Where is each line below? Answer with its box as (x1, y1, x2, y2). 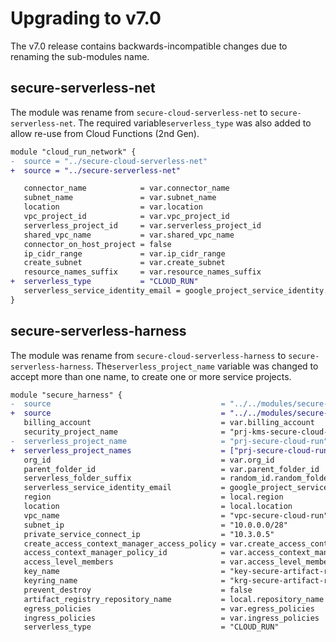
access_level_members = (23, 557, 226, 567)
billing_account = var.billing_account (23, 418, 315, 428)
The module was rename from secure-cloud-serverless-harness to (10, 349, 287, 361)
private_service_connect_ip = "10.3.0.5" (23, 529, 275, 539)
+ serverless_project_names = (10, 445, 226, 456)
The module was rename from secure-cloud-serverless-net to (10, 106, 268, 118)
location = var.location (23, 202, 203, 212)
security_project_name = (23, 427, 226, 437)
